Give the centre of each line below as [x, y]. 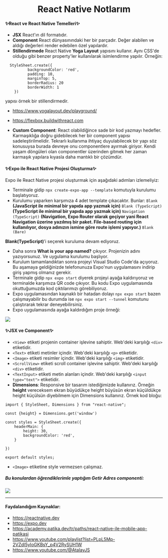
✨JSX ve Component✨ [29, 330]
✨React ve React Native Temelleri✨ [42, 23]
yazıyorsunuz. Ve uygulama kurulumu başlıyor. [60, 256]
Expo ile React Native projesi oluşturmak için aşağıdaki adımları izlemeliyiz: [82, 180]
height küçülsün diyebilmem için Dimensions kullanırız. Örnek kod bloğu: [87, 395]
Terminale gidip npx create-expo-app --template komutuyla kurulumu [84, 190]
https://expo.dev [29, 523]
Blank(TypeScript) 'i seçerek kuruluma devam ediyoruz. [62, 241]
